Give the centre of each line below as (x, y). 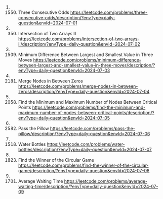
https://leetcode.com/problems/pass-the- (93, 128)
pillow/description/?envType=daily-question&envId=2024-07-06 (84, 134)
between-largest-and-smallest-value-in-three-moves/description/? (86, 65)
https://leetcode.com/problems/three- (109, 12)
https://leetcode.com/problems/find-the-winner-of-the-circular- (83, 165)
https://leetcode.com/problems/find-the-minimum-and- (89, 107)
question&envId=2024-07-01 (48, 23)
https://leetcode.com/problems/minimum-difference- (87, 60)
